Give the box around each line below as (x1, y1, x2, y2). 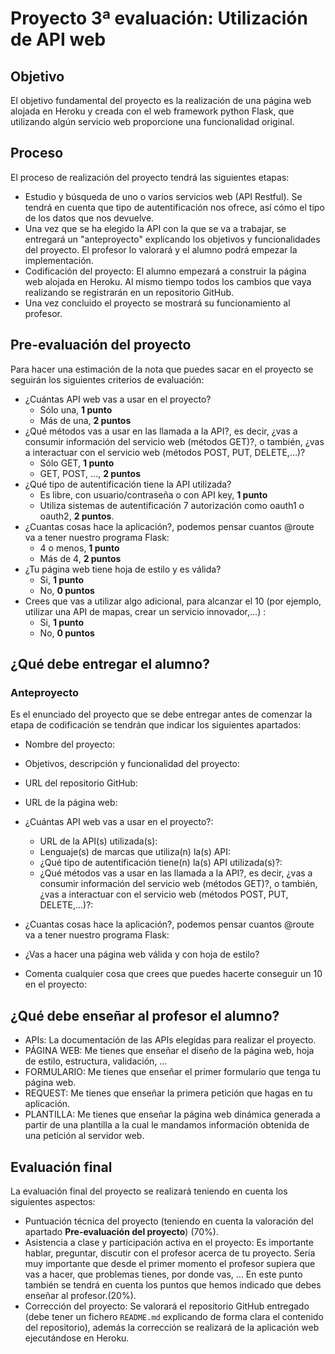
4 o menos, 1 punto (39, 542, 120, 554)
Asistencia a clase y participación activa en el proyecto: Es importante (24, 1236, 314, 1248)
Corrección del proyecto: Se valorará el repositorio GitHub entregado (24, 1300, 310, 1312)
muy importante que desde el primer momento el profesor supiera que (24, 1257, 316, 1269)
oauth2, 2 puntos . (39, 510, 115, 522)
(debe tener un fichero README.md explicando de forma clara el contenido (24, 1310, 324, 1322)
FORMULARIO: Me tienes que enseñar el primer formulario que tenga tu (24, 1066, 321, 1078)
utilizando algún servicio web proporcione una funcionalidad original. (10, 116, 295, 127)
